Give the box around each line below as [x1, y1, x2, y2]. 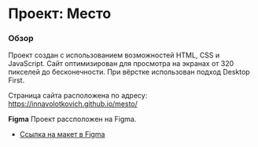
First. [8, 75, 25, 85]
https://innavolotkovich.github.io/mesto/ [8, 99, 138, 108]
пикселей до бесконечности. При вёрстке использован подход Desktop [8, 68, 250, 77]
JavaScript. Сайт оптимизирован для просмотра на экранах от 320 [8, 59, 234, 68]
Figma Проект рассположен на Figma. [8, 115, 137, 124]
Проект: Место [8, 5, 112, 23]
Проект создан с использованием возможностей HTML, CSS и [8, 50, 220, 60]
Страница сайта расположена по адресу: [8, 91, 148, 101]
